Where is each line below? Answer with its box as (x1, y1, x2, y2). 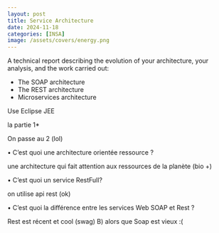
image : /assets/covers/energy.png (7, 37, 110, 44)
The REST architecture (17, 86, 84, 94)
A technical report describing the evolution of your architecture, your (7, 56, 209, 65)
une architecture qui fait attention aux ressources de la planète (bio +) (7, 162, 212, 171)
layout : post (7, 10, 46, 18)
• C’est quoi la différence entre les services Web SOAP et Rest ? (7, 204, 195, 212)
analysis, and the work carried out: (7, 64, 109, 73)
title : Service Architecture (7, 17, 94, 24)
